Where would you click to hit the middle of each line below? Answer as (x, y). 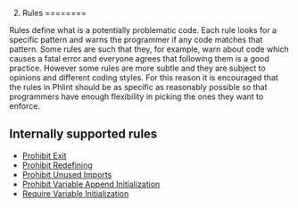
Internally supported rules (83, 134)
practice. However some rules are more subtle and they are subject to (137, 68)
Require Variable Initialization (75, 193)
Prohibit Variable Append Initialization (91, 184)
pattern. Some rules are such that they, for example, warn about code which (149, 49)
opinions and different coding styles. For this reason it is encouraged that (144, 78)
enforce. (25, 106)
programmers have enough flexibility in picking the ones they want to (137, 96)
